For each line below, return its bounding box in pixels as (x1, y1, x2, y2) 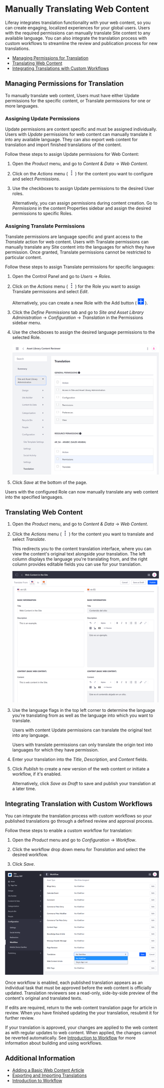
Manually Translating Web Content (5, 3, 149, 15)
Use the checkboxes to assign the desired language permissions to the (12, 329, 155, 335)
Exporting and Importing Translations (12, 1072, 87, 1078)
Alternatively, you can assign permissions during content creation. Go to (12, 200, 158, 206)
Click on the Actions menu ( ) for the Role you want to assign (12, 283, 141, 289)
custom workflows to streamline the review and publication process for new (5, 40, 158, 46)
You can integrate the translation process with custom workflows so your (5, 812, 152, 819)
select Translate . (12, 536, 46, 542)
